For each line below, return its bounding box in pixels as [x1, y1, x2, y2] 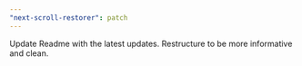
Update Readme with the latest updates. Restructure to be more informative [9, 38, 293, 49]
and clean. [9, 47, 49, 59]
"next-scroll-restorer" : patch [9, 13, 128, 23]
